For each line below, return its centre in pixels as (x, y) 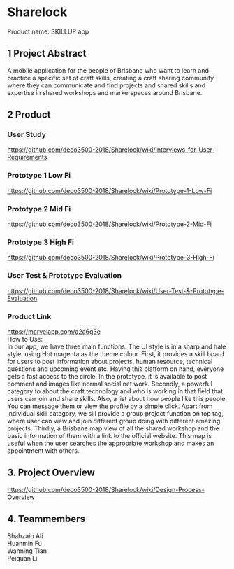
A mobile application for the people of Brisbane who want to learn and (108, 70)
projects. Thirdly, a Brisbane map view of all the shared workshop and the (113, 428)
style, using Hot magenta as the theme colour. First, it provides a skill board (116, 353)
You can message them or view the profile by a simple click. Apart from (110, 406)
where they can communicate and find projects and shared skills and (107, 85)
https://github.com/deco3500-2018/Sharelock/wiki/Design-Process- (106, 489)
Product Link (29, 316)
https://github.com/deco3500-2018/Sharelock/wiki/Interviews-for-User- (111, 150)
